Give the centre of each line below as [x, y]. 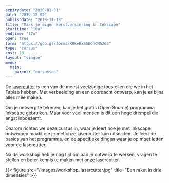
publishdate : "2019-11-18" [34, 19]
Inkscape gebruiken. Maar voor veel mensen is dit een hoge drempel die [82, 113]
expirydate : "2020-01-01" [33, 10]
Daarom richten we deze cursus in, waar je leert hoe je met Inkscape [78, 128]
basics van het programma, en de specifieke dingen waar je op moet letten [85, 139]
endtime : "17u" [22, 34]
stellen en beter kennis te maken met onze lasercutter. [63, 160]
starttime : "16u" [24, 29]
